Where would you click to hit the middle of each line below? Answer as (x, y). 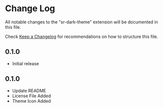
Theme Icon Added (31, 101)
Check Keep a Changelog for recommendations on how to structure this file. (82, 36)
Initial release (25, 63)
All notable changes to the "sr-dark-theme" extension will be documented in (81, 22)
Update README (29, 90)
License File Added (31, 96)
